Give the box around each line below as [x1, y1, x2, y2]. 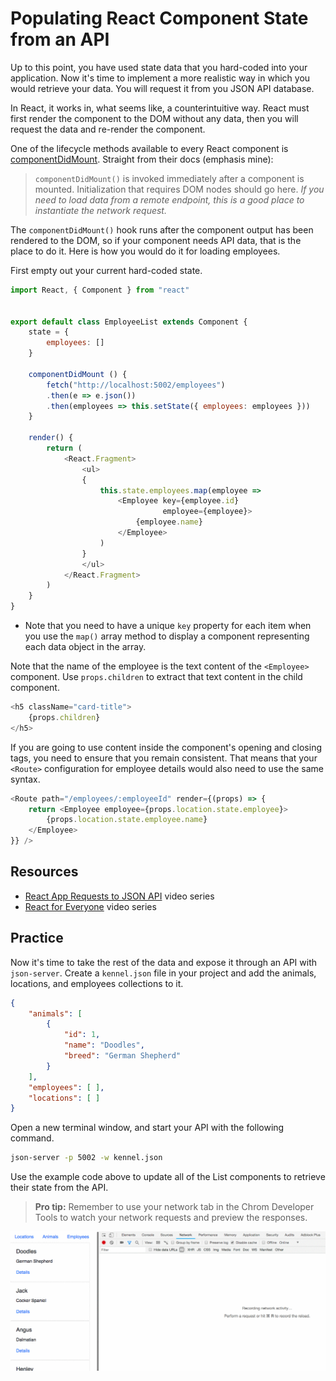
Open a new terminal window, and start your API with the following [10, 1122, 285, 1134]
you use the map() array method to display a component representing [24, 630, 310, 642]
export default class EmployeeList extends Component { [10, 317, 248, 327]
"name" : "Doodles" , [63, 1040, 145, 1051]
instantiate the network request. [34, 204, 167, 216]
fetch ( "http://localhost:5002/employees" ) [46, 380, 226, 390]
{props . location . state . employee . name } [46, 815, 208, 825]
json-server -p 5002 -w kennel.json [10, 1153, 163, 1163]
